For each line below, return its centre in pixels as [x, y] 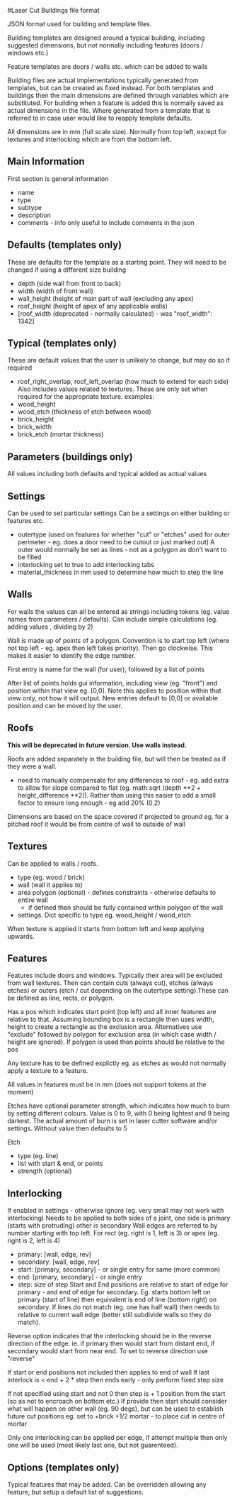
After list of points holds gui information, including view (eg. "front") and [112, 683]
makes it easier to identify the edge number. [71, 655]
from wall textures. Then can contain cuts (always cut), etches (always [110, 983]
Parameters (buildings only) [70, 457]
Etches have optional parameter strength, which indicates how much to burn [118, 1106]
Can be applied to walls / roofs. [53, 863]
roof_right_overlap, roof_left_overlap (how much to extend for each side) [123, 382]
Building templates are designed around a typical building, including [106, 38]
